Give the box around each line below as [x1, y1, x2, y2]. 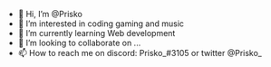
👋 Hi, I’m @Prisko [17, 9, 83, 19]
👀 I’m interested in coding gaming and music [17, 18, 184, 29]
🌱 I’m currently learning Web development [17, 28, 176, 38]
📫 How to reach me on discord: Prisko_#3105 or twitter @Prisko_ [17, 48, 263, 58]
